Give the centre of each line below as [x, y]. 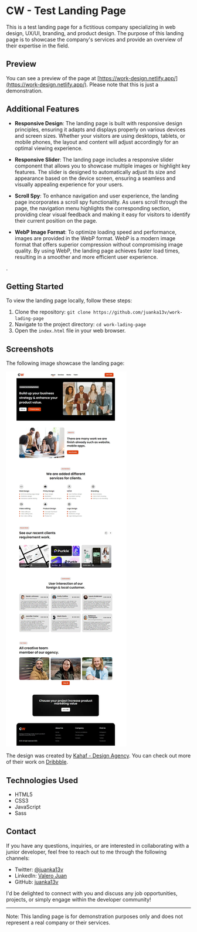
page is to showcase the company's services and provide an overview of [94, 39]
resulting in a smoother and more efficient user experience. [86, 257]
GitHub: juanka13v [36, 882]
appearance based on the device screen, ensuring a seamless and [95, 178]
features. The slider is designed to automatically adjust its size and [95, 172]
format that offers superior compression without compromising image [98, 244]
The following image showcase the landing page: [65, 363]
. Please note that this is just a [123, 84]
